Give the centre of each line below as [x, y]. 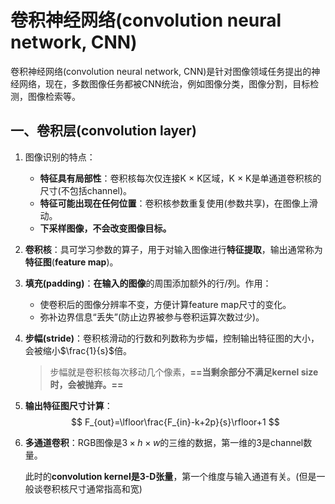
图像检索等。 [54, 96]
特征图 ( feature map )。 [71, 262]
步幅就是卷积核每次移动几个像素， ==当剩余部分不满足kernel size [184, 372]
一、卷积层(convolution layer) [103, 131]
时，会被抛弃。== [86, 384]
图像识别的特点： [60, 157]
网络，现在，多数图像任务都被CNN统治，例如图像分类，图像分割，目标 [164, 83]
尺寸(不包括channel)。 [86, 190]
